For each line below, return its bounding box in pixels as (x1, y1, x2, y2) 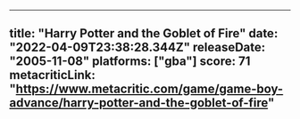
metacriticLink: (9, 67, 96, 83)
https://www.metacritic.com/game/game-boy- (15, 82, 284, 97)
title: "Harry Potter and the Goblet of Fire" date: (9, 26, 279, 41)
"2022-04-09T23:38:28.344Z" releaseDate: (9, 40, 266, 55)
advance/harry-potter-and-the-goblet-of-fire (9, 95, 269, 111)
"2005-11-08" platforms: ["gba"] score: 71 (9, 54, 251, 69)
